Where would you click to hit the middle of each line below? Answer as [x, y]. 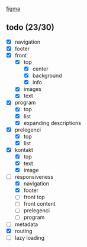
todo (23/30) [30, 27]
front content [40, 204]
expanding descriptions [52, 123]
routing [23, 231]
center [40, 69]
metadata [26, 224]
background [47, 76]
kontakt [24, 150]
